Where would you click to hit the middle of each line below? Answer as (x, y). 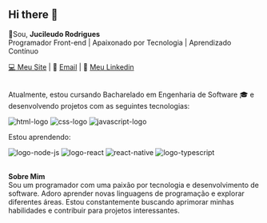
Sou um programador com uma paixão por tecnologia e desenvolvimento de (134, 185)
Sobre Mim (27, 176)
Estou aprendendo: (40, 137)
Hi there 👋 (33, 15)
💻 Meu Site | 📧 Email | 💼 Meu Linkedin (71, 67)
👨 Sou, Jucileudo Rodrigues (54, 34)
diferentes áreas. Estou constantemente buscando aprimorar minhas (121, 201)
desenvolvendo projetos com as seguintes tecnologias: (99, 106)
